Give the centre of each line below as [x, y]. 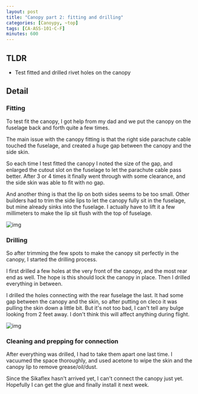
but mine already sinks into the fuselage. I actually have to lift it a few [91, 207]
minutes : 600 [22, 34]
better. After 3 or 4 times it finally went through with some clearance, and [96, 176]
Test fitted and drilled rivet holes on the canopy [73, 72]
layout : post [22, 12]
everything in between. [34, 284]
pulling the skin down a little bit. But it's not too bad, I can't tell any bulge [95, 307]
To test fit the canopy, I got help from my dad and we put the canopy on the [99, 121]
